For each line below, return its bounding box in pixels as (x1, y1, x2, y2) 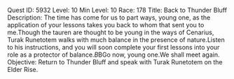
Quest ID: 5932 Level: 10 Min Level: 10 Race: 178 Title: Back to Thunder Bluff (7, 6, 228, 14)
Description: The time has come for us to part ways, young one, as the (7, 13, 211, 22)
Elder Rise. (7, 66, 39, 73)
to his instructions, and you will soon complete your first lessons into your (7, 43, 220, 51)
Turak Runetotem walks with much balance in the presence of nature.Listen (7, 36, 226, 44)
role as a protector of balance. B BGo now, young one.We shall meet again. (7, 50, 220, 59)
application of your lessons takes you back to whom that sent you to (7, 21, 205, 29)
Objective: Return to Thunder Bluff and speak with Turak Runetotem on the (7, 58, 223, 66)
